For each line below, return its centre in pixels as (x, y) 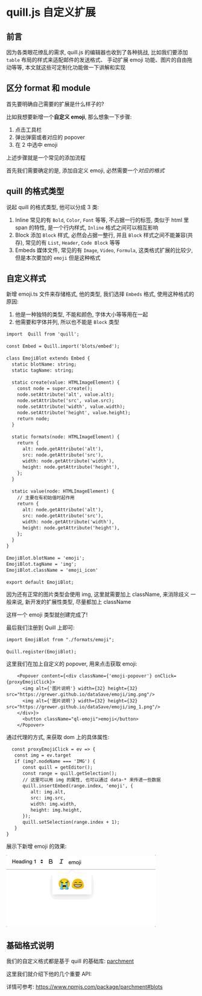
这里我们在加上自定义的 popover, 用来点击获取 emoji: (72, 664)
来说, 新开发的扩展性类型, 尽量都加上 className (71, 602)
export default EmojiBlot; (40, 583)
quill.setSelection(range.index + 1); (71, 823)
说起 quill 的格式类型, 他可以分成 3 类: (53, 207)
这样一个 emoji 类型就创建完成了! (47, 615)
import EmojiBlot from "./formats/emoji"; (60, 640)
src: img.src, (48, 798)
